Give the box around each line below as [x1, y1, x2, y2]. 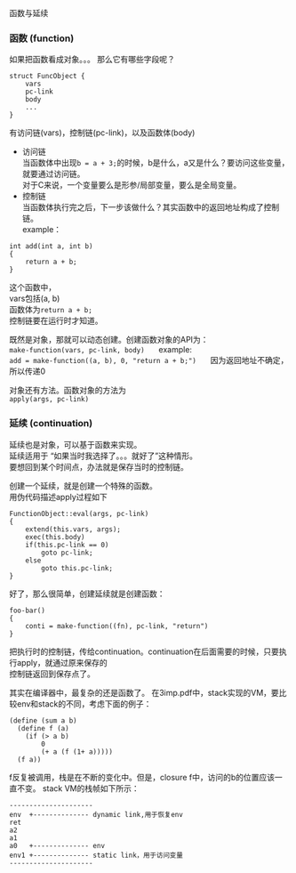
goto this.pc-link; [41, 563, 114, 572]
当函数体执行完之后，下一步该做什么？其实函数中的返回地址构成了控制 [21, 202, 280, 213]
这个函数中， [9, 282, 56, 293]
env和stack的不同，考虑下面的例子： [16, 698, 152, 709]
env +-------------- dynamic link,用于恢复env [9, 810, 184, 819]
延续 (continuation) [9, 417, 93, 430]
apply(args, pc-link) [9, 395, 90, 404]
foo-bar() [9, 606, 46, 615]
